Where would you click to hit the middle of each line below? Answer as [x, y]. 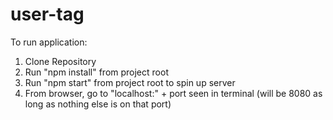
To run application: [49, 42]
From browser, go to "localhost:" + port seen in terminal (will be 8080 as [173, 93]
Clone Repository [60, 61]
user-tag [47, 14]
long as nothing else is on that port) [98, 104]
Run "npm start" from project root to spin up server [130, 82]
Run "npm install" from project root [96, 72]
